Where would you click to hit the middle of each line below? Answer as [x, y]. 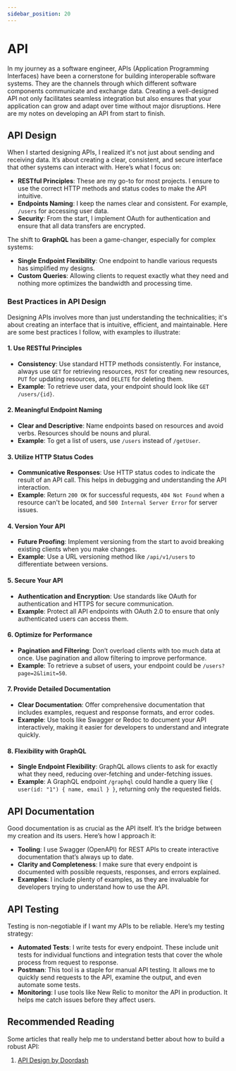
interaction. [34, 488]
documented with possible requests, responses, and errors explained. [119, 872]
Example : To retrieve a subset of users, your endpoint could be [109, 665]
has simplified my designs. [56, 268]
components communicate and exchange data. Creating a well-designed [113, 91]
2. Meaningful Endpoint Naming [55, 410]
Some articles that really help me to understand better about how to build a [116, 1039]
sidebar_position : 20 [39, 14]
